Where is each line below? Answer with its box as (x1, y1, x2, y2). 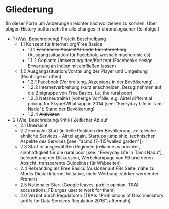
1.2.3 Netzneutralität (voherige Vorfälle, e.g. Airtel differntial (27, 95, 152, 101)
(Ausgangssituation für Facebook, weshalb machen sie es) (27, 52, 151, 58)
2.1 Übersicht (20, 122, 48, 128)
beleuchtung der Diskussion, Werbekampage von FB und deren (20, 154, 153, 161)
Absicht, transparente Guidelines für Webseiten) (20, 160, 121, 166)
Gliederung (5, 4, 54, 15)
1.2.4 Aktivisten (27, 111, 60, 117)
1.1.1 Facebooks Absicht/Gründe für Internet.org (27, 46, 127, 52)
